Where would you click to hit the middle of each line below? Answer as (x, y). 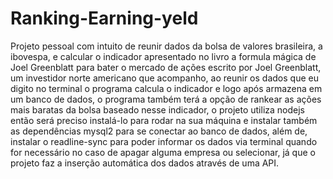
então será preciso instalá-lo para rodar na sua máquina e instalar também (164, 120)
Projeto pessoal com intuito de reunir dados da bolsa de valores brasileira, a (166, 46)
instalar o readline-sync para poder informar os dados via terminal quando (164, 141)
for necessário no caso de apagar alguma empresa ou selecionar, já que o (163, 152)
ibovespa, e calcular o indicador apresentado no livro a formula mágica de (163, 56)
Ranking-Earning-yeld (104, 18)
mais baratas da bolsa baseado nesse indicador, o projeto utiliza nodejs (157, 109)
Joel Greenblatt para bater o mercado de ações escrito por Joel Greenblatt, (166, 67)
